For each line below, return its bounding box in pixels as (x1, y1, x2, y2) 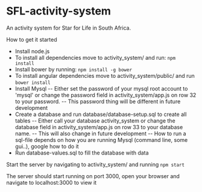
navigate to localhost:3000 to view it (6, 179, 97, 186)
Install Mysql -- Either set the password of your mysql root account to (14, 85, 188, 92)
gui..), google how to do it (14, 142, 80, 150)
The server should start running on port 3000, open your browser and (6, 172, 180, 179)
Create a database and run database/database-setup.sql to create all (14, 110, 187, 118)
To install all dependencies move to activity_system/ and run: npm (14, 54, 176, 61)
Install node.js (14, 47, 50, 55)
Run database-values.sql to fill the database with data (14, 149, 149, 156)
